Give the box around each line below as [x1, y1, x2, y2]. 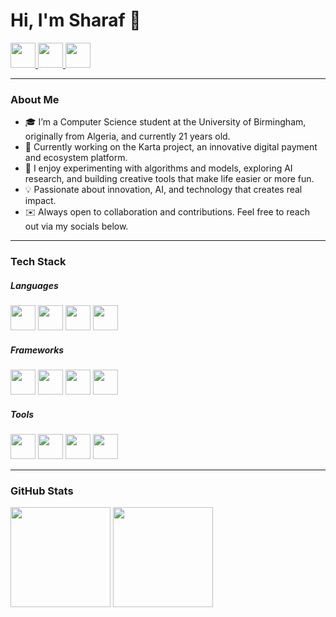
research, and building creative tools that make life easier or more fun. [24, 173, 315, 185]
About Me [10, 92, 60, 106]
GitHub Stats [10, 484, 74, 498]
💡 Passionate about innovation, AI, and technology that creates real [24, 184, 303, 196]
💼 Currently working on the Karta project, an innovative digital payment [24, 141, 318, 153]
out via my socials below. [24, 220, 129, 233]
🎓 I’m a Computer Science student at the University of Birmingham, [24, 116, 307, 128]
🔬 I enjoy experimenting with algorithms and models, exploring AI [24, 162, 293, 174]
